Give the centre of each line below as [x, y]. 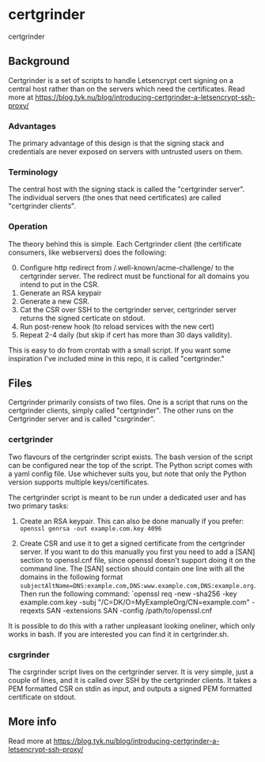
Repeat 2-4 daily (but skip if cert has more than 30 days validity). [126, 334]
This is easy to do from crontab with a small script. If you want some [119, 350]
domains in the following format [71, 577]
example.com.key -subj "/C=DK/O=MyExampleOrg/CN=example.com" [135, 602]
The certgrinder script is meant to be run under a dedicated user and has [127, 497]
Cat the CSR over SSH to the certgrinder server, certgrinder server [128, 309]
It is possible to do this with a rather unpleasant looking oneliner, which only [132, 625]
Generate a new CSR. [55, 301]
